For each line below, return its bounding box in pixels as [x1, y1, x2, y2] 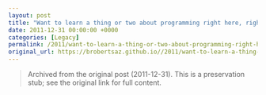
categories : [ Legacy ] [8, 33, 80, 42]
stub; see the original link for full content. [27, 78, 162, 87]
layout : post [8, 11, 51, 20]
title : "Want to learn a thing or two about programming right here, [8, 19, 243, 27]
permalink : [8, 41, 44, 49]
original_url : [8, 48, 55, 56]
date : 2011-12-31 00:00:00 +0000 [8, 26, 119, 34]
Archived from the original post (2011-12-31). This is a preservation [27, 70, 245, 79]
